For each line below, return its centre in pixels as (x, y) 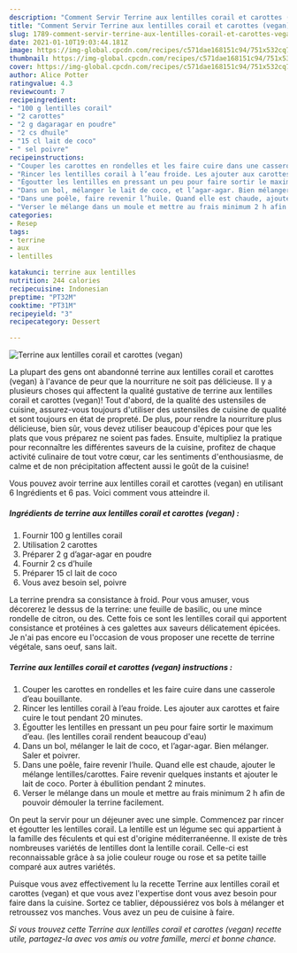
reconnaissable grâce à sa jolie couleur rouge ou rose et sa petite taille (138, 857)
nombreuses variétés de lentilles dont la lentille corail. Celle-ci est (129, 848)
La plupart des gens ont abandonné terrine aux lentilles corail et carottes (141, 372)
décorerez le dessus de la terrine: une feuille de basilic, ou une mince (136, 609)
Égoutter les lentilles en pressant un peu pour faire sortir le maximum (148, 727)
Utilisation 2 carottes (60, 545)
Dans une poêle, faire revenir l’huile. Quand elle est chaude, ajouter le (148, 765)
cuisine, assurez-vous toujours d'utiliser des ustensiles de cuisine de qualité (148, 410)
